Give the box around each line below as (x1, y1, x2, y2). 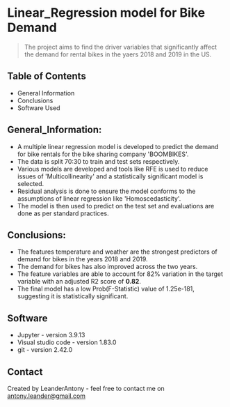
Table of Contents (7, 70, 87, 82)
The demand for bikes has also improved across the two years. (17, 263, 198, 271)
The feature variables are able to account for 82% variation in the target (17, 270, 224, 278)
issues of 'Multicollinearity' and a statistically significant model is (17, 172, 204, 181)
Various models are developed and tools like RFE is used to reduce (17, 164, 208, 173)
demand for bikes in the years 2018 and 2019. (17, 255, 148, 263)
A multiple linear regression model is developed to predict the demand (17, 142, 219, 151)
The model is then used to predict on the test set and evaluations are (17, 201, 215, 210)
